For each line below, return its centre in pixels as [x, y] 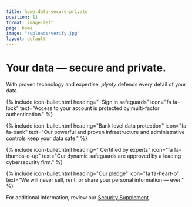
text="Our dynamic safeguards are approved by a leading [112, 156]
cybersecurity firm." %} [35, 162]
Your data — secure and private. [86, 68]
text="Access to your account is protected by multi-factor [90, 108]
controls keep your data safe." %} [47, 138]
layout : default [26, 39]
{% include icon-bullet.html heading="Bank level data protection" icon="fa [96, 126]
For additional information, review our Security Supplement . [78, 197]
